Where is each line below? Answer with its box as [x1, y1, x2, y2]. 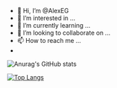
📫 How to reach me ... [17, 37, 81, 44]
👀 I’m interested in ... [17, 14, 76, 22]
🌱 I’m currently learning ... [17, 21, 91, 29]
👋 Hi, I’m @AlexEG [17, 7, 69, 15]
